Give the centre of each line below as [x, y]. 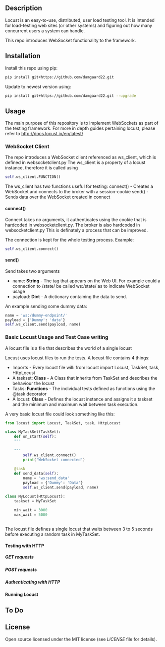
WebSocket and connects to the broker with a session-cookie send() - [77, 192]
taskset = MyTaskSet [35, 501]
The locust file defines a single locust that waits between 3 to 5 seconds [79, 529]
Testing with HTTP [25, 546]
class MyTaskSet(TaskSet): [33, 432]
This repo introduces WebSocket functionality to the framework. [71, 40]
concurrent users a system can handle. [45, 31]
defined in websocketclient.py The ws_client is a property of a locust [75, 162]
